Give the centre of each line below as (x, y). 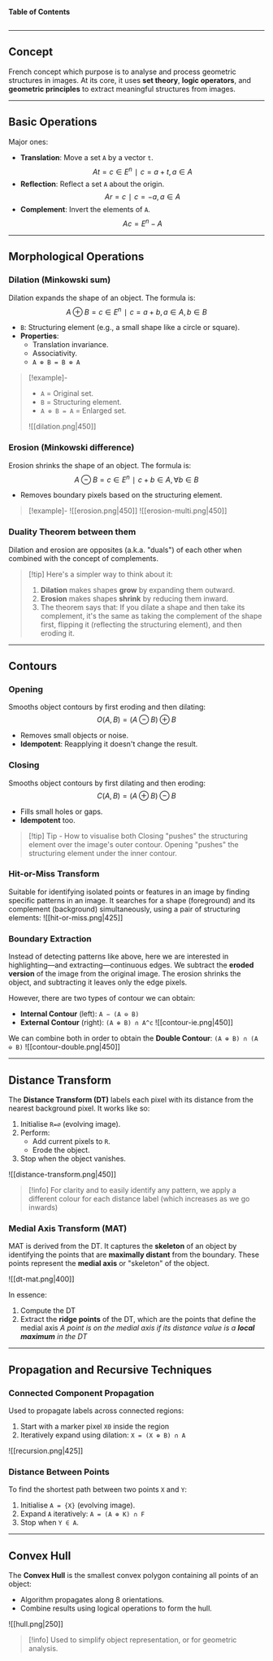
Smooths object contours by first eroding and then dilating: (107, 707)
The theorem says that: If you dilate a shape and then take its (143, 607)
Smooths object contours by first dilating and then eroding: (107, 783)
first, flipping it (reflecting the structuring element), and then (141, 624)
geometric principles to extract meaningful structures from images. (122, 89)
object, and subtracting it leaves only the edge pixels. (98, 982)
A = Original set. (67, 394)
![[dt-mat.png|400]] (41, 1279)
